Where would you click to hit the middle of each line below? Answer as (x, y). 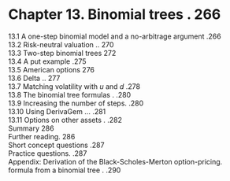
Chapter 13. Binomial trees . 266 (115, 15)
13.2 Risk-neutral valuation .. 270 (61, 44)
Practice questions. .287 (48, 153)
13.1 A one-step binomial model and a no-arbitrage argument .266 (115, 36)
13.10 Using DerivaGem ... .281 (57, 111)
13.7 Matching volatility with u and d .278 (74, 86)
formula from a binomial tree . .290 (65, 170)
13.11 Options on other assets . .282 (65, 120)
